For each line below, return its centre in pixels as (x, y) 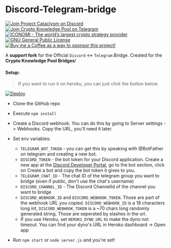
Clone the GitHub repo (36, 104)
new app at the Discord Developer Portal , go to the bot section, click (92, 165)
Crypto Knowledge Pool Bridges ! (41, 60)
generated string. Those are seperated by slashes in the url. (83, 214)
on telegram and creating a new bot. (59, 154)
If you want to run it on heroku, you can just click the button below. (88, 84)
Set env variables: (32, 139)
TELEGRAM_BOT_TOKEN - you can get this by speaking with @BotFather (92, 149)
